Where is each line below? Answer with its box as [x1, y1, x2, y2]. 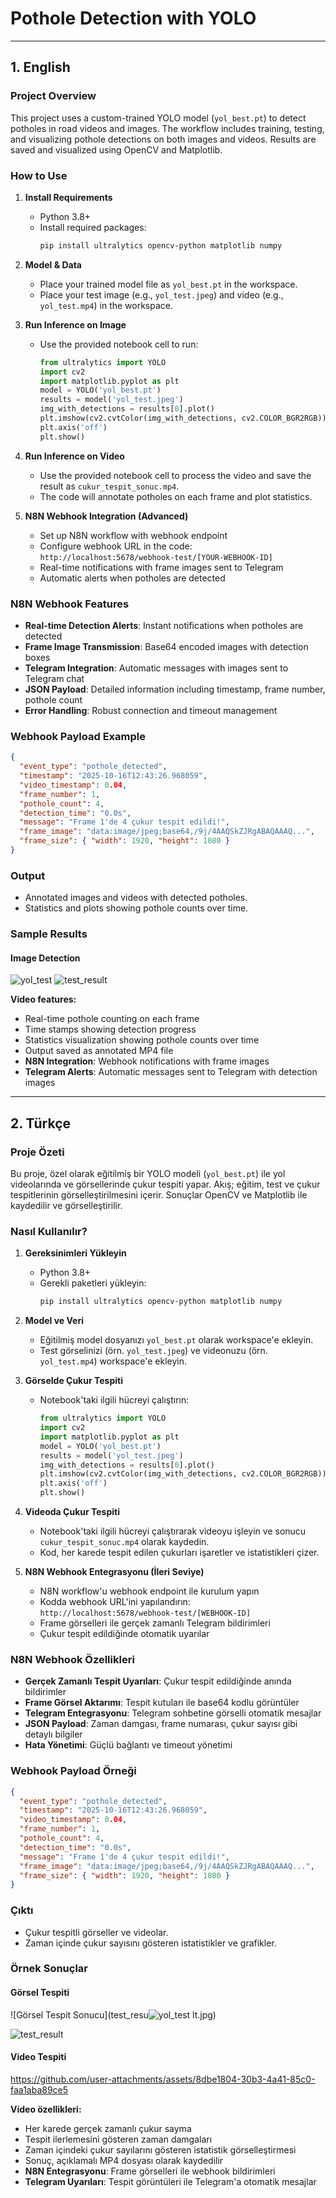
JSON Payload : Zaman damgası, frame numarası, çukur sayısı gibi [24, 1718, 298, 1730]
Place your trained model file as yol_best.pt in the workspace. [39, 278, 298, 290]
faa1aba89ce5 [10, 2083, 69, 2096]
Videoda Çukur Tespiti [24, 1506, 120, 1518]
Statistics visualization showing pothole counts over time [24, 1034, 260, 1046]
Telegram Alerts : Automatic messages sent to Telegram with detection [24, 1066, 318, 1078]
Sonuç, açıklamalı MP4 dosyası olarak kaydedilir [24, 2154, 224, 2166]
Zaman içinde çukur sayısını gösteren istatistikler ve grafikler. [24, 1937, 277, 1949]
